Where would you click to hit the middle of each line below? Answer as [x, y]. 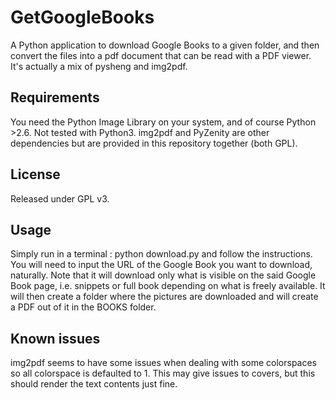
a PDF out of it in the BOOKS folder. [83, 307]
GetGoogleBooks [82, 17]
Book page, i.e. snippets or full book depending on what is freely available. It [168, 286]
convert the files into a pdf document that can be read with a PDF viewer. [161, 55]
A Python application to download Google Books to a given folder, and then [165, 45]
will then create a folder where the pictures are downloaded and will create [164, 297]
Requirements [55, 97]
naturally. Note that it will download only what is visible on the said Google [163, 275]
